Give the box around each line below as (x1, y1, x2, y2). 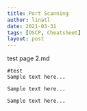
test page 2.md (7, 54, 50, 62)
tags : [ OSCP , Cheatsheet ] (7, 29, 81, 36)
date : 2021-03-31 (7, 23, 57, 29)
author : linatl (7, 16, 51, 23)
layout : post (7, 36, 45, 42)
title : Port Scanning (7, 10, 69, 17)
